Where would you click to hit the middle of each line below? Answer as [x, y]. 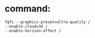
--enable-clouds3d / [26, 26]
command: [28, 9]
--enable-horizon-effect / [33, 30]
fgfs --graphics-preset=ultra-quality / [48, 22]
